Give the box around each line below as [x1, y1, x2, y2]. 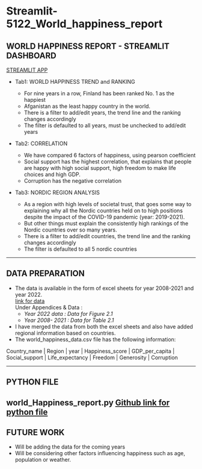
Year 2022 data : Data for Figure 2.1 [23, 310, 113, 317]
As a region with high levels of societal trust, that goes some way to [23, 201, 192, 207]
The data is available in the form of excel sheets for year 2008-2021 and [14, 285, 194, 292]
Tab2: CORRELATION [14, 140, 68, 147]
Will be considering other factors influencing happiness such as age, [14, 450, 185, 457]
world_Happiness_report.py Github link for [6, 397, 170, 408]
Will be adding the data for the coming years [14, 443, 125, 450]
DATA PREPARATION [6, 268, 85, 279]
